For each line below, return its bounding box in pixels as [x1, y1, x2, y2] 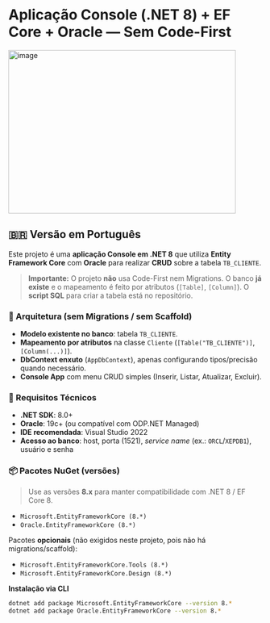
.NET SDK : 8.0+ [19, 410, 73, 420]
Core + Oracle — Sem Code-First [8, 23, 232, 41]
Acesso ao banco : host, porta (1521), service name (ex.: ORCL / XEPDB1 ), [19, 436, 252, 445]
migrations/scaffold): [8, 543, 78, 554]
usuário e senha [19, 445, 74, 454]
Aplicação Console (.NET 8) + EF [8, 6, 231, 24]
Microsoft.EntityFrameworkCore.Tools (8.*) [19, 561, 169, 569]
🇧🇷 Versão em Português [8, 228, 141, 241]
